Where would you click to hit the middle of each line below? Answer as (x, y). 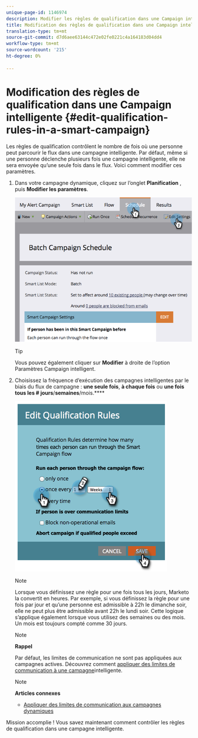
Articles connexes (37, 693)
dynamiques (39, 711)
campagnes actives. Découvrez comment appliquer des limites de (95, 664)
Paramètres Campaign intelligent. (55, 369)
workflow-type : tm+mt (33, 44)
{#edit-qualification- (116, 117)
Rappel (23, 646)
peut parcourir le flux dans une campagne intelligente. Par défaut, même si (97, 152)
